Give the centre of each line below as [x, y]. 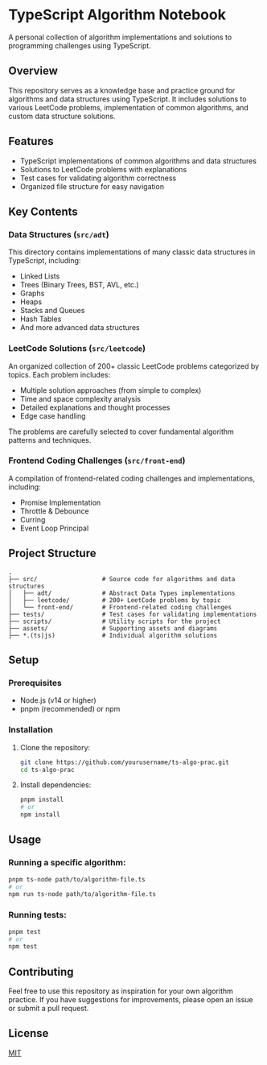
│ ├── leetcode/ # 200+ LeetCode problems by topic [115, 600]
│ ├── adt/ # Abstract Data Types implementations [122, 593]
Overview [33, 71]
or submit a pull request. [49, 1009]
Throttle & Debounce [55, 511]
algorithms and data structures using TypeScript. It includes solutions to [127, 99]
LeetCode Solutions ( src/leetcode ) [77, 349]
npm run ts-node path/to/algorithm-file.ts [82, 894]
